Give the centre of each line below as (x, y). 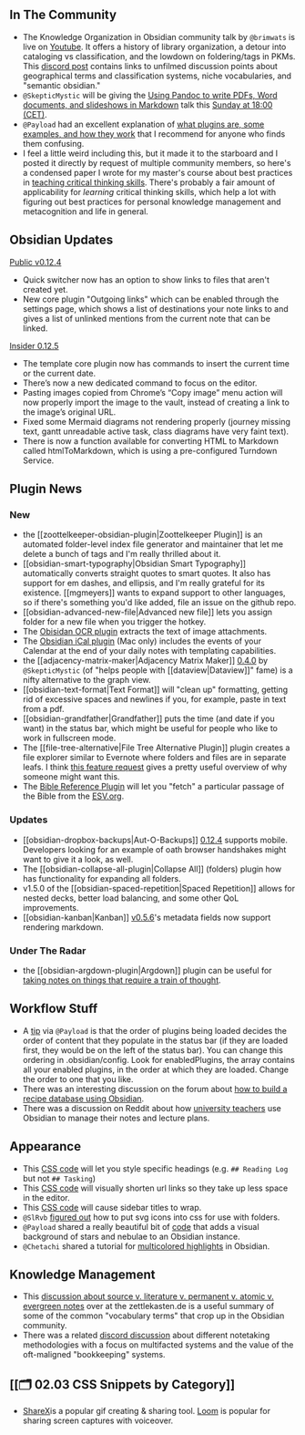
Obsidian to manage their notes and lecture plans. (116, 1118)
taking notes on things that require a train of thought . (122, 980)
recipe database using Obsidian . (83, 1099)
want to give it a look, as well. (78, 859)
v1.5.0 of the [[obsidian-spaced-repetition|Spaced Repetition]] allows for (159, 888)
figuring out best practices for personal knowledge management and (152, 201)
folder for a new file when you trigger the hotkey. (114, 622)
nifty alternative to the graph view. (87, 680)
